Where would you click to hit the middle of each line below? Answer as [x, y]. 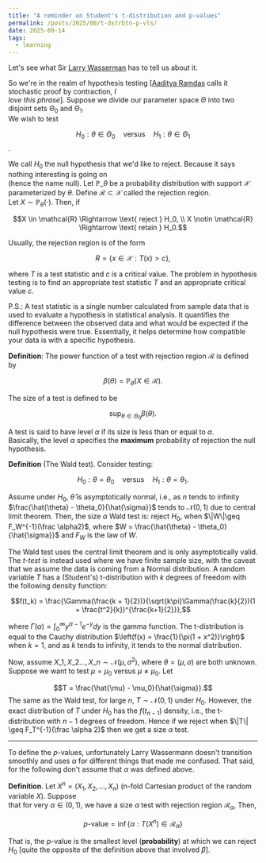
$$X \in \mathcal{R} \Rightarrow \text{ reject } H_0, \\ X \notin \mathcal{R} [133, 219]
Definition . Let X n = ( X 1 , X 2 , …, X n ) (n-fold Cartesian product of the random [130, 786]
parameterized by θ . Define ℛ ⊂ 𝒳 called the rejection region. [110, 192]
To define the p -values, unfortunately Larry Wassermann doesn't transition [130, 752]
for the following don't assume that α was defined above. [102, 769]
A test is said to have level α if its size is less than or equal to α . [111, 432]
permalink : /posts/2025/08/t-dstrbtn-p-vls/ [83, 23]
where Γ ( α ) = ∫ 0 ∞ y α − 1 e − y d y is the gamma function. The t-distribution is [126, 626]
